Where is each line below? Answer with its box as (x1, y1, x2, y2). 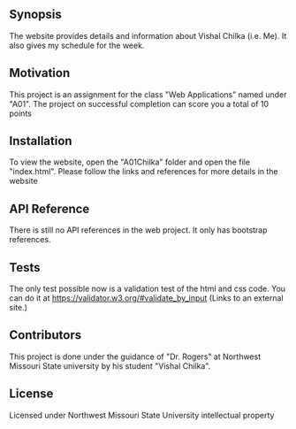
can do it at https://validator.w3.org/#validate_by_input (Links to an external (9, 293, 285, 303)
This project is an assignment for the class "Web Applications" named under (9, 88, 287, 100)
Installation (9, 134, 72, 149)
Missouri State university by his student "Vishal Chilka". (9, 360, 211, 371)
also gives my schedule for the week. (9, 40, 145, 50)
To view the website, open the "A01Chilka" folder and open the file (9, 157, 250, 167)
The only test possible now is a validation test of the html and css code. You (9, 283, 285, 295)
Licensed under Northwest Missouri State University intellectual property (9, 410, 275, 420)
